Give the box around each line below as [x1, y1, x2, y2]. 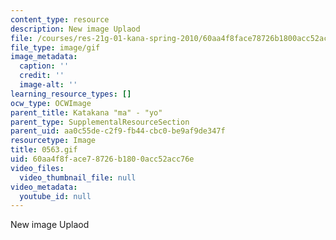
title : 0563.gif [10, 145, 78, 155]
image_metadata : [10, 52, 78, 62]
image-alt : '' [19, 80, 78, 90]
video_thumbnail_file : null [19, 172, 137, 183]
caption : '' [19, 61, 70, 71]
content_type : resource [10, 14, 110, 25]
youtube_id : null [19, 191, 92, 201]
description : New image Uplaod [10, 24, 141, 34]
